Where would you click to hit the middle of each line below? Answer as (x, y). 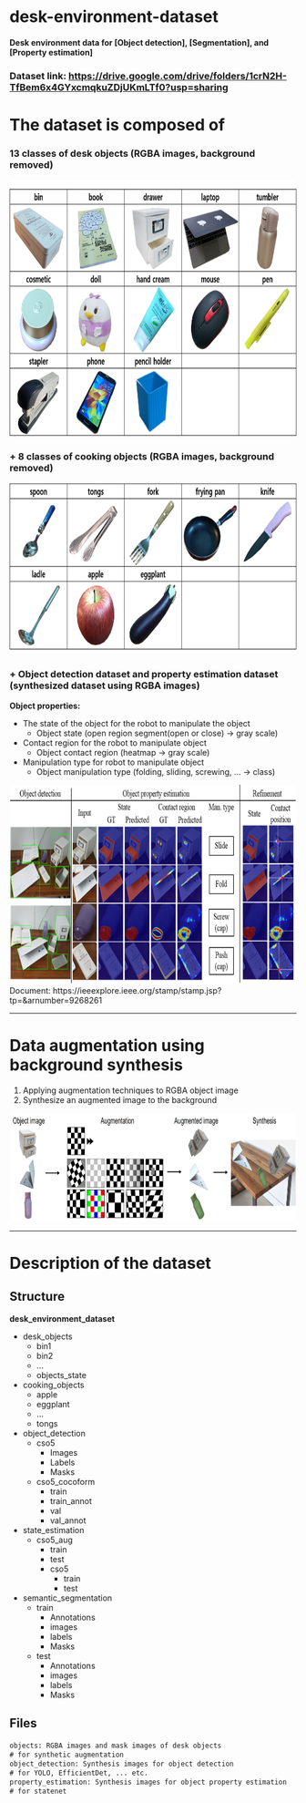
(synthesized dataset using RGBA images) (105, 685)
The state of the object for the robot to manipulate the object (136, 723)
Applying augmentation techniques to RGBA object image (130, 1090)
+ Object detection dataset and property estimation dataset (144, 675)
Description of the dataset (111, 1263)
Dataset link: (38, 76)
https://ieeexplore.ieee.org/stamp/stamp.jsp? (138, 990)
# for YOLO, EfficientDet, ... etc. (79, 1773)
